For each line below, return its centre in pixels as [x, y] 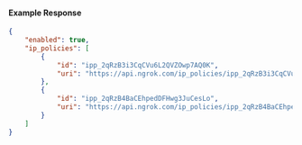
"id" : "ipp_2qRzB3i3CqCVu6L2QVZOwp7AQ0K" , [137, 65]
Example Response [45, 13]
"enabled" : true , [57, 41]
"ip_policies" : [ [57, 48]
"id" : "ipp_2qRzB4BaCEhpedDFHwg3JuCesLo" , [137, 99]
